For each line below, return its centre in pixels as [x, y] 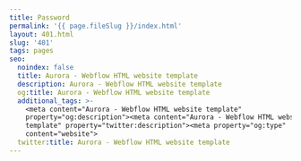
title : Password [39, 17]
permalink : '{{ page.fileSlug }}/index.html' [95, 26]
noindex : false [46, 68]
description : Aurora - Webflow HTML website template [120, 84]
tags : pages [31, 51]
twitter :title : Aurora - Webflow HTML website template [124, 142]
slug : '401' [31, 42]
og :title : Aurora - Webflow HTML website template [114, 92]
